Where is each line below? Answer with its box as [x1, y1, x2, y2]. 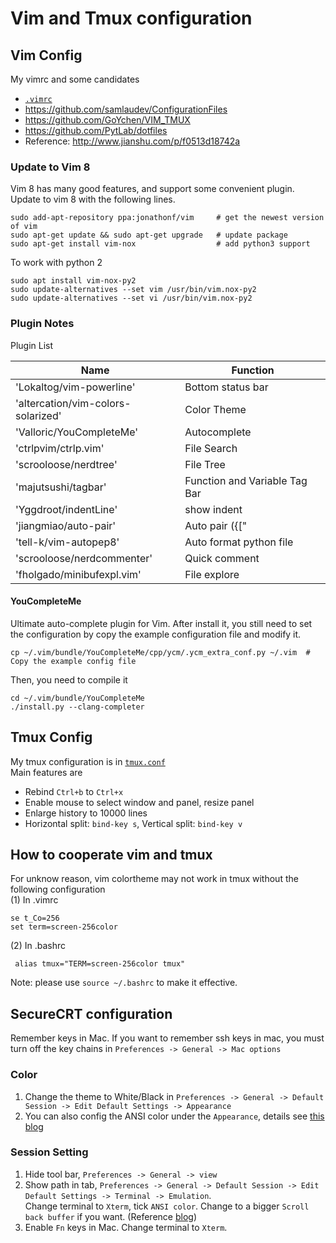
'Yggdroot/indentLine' [15, 502, 118, 516]
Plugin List [10, 339, 54, 351]
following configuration [10, 883, 106, 896]
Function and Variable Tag [184, 473, 308, 487]
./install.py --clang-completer [10, 702, 145, 712]
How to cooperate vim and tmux [10, 847, 213, 863]
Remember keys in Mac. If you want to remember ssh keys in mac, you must [10, 1032, 325, 1044]
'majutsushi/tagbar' [15, 480, 107, 494]
